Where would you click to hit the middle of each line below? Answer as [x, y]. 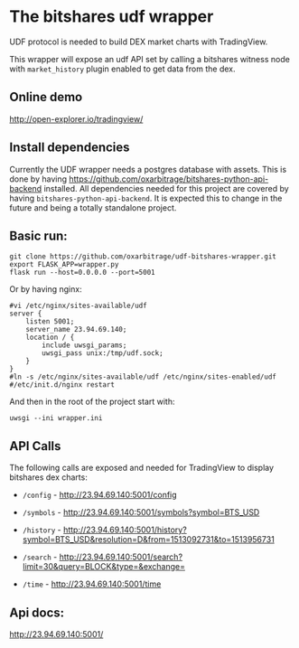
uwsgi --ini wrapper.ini [56, 418]
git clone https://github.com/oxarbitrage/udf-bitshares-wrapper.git [143, 257]
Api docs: [37, 612]
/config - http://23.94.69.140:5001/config [100, 495]
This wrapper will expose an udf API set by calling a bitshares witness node [150, 59]
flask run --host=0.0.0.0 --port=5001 [82, 273]
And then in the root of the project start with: [92, 402]
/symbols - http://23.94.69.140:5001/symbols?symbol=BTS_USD [141, 512]
